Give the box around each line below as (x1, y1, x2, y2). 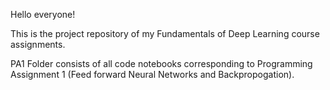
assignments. (10, 39, 66, 50)
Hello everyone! (10, 9, 76, 20)
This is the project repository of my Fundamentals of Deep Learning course (10, 28, 320, 39)
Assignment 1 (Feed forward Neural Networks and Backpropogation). (10, 69, 295, 80)
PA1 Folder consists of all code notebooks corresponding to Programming (10, 58, 313, 69)
